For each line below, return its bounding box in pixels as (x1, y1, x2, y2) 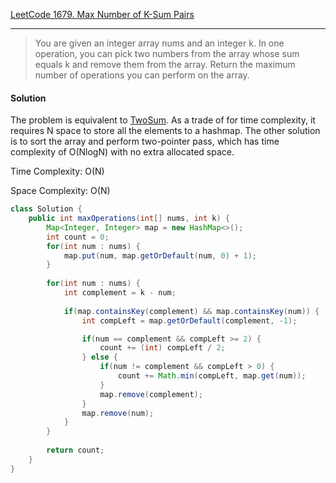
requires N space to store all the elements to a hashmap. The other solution (10, 125, 321, 137)
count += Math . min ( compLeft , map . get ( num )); (117, 371, 307, 381)
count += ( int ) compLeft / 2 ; (99, 343, 226, 353)
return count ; (46, 445, 105, 456)
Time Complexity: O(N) (10, 165, 105, 178)
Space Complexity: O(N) (10, 185, 111, 197)
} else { (81, 352, 118, 363)
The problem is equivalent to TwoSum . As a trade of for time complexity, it (10, 114, 316, 126)
